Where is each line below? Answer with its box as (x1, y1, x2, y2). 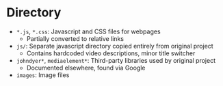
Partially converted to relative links (26, 34, 124, 42)
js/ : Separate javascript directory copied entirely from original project (16, 42, 213, 50)
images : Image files (16, 70, 70, 79)
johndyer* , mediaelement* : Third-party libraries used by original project (16, 56, 216, 64)
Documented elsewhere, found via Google (26, 63, 146, 72)
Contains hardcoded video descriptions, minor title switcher (26, 49, 196, 57)
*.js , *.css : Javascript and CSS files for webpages (16, 27, 161, 35)
